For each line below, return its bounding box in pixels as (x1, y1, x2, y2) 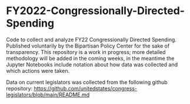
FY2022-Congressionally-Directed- (6, 4, 185, 18)
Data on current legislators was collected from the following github (6, 78, 168, 86)
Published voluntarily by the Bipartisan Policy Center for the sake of (6, 42, 170, 49)
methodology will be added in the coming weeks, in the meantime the (6, 55, 175, 62)
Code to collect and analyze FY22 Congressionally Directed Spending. (6, 36, 176, 43)
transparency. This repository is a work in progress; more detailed (6, 48, 166, 55)
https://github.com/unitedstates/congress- (34, 85, 137, 92)
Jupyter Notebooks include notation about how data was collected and (6, 61, 178, 68)
